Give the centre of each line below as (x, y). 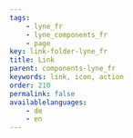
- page (38, 43)
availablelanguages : (49, 102)
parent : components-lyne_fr (63, 69)
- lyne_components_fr (66, 34)
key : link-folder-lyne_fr (58, 52)
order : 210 (30, 85)
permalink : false (42, 94)
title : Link (32, 60)
